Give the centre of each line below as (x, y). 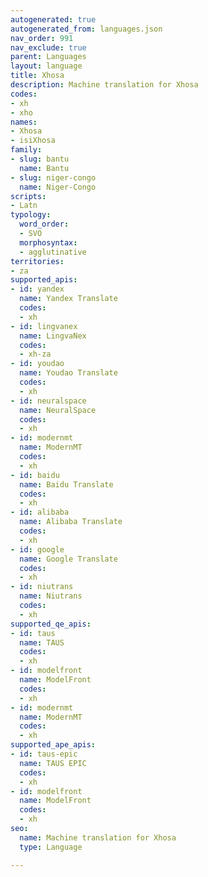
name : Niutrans (51, 596)
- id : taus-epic (44, 754)
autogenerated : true (53, 19)
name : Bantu (44, 168)
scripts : (28, 196)
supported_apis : (44, 280)
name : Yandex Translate (68, 299)
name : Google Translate (68, 559)
